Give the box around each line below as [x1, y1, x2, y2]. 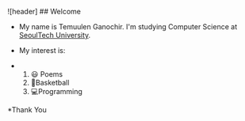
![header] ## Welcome [7, 7, 81, 16]
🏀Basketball [30, 78, 70, 87]
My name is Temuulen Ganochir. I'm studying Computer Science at [18, 22, 238, 31]
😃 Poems [30, 70, 63, 78]
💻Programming [30, 87, 82, 96]
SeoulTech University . [18, 31, 91, 40]
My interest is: [18, 46, 66, 55]
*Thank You [7, 105, 47, 114]
